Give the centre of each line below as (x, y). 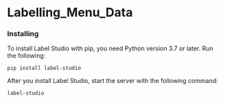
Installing (23, 34)
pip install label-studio (44, 68)
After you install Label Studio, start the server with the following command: (113, 81)
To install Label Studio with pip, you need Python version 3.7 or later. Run (110, 48)
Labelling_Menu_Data (70, 13)
